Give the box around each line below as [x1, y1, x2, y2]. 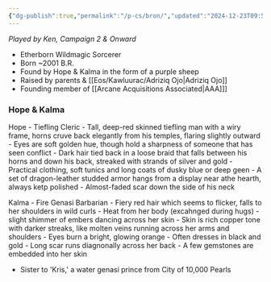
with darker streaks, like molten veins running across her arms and [8, 223, 230, 233]
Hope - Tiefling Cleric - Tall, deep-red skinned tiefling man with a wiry [8, 122, 241, 131]
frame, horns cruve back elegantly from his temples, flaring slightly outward [8, 131, 261, 140]
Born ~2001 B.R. [19, 58, 74, 68]
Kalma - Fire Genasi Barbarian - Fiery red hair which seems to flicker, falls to [8, 197, 262, 207]
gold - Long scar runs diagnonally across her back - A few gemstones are [8, 240, 254, 250]
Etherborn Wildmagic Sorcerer [19, 49, 122, 59]
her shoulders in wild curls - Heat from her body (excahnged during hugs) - [8, 206, 260, 216]
